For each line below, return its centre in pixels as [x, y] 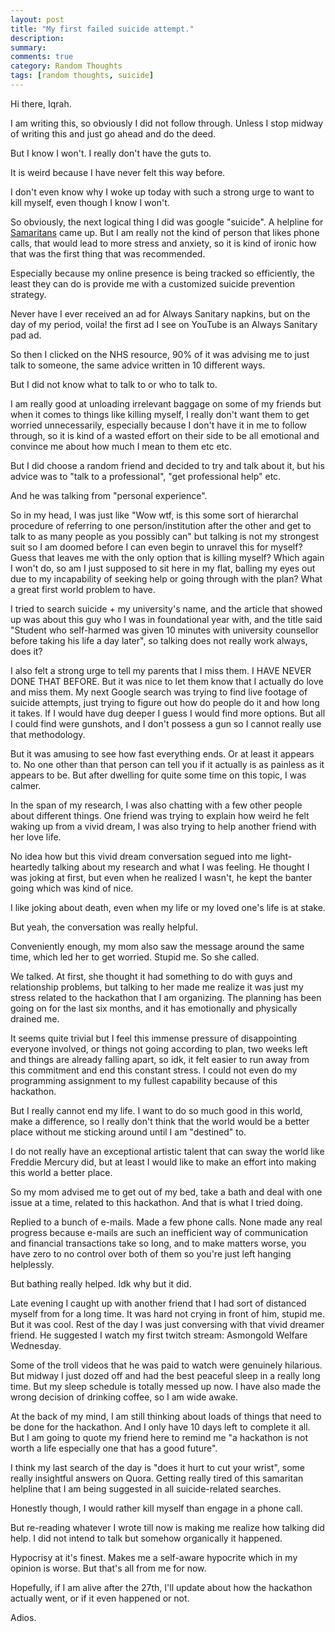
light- [281, 856]
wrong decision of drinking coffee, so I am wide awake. [124, 1397]
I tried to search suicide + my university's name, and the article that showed [166, 608]
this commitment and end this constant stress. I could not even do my [154, 1070]
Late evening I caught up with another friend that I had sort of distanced [158, 1303]
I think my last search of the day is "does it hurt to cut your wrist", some [157, 1467]
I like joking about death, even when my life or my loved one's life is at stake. [168, 907]
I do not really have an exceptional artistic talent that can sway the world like [167, 1151]
